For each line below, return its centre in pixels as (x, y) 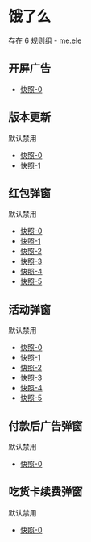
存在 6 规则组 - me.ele (45, 40)
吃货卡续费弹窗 (45, 492)
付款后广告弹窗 (45, 425)
